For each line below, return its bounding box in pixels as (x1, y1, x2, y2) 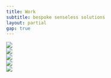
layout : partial (6, 20, 47, 26)
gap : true (6, 25, 31, 32)
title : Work (6, 8, 36, 15)
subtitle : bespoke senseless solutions (6, 14, 106, 20)
